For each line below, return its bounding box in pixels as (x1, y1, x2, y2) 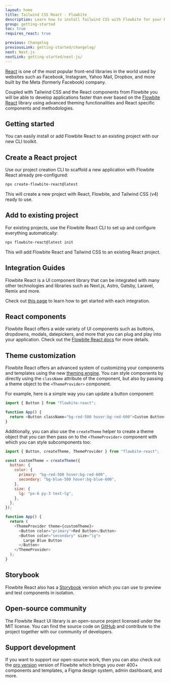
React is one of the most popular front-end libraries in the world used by (5, 68, 156, 74)
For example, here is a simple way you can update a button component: (5, 391, 154, 397)
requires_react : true (5, 31, 51, 36)
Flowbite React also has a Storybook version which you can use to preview (5, 584, 161, 590)
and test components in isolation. (5, 589, 74, 596)
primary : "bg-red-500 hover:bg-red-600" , (18, 472, 108, 477)
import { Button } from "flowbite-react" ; (5, 401, 96, 406)
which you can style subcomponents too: (5, 439, 92, 445)
